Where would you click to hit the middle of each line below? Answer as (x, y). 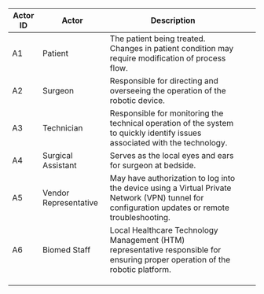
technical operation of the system (172, 123)
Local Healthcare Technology (164, 230)
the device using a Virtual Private (170, 188)
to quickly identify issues (156, 133)
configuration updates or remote (169, 208)
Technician (62, 128)
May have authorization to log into (172, 178)
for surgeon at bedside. (153, 165)
